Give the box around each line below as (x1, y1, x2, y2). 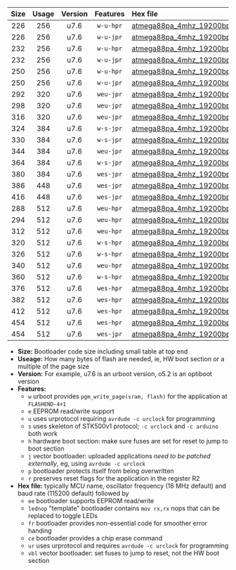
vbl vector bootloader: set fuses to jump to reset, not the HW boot (27, 549, 220, 557)
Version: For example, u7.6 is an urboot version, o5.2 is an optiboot (17, 370, 213, 378)
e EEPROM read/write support (27, 407, 114, 415)
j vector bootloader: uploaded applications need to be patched (27, 452, 211, 460)
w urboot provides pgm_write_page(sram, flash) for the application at (27, 392, 228, 400)
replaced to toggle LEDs (27, 512, 98, 519)
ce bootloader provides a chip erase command (27, 534, 163, 542)
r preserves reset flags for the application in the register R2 (27, 474, 200, 482)
